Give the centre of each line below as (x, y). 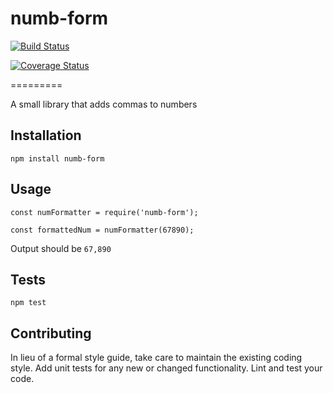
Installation (46, 135)
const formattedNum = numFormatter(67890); (102, 230)
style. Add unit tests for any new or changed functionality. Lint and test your (166, 368)
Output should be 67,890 (61, 248)
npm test (28, 303)
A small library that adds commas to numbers (104, 104)
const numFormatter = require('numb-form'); (104, 212)
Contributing (51, 333)
